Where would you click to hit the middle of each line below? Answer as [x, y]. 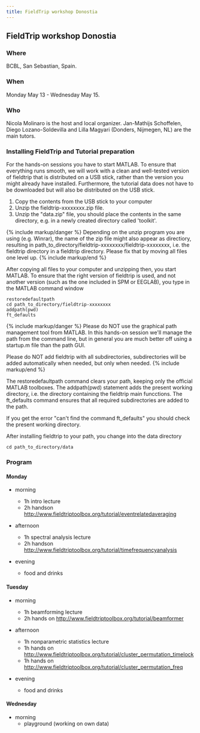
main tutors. [21, 136]
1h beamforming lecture [53, 612]
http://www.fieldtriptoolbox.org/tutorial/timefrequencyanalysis [100, 550]
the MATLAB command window [45, 289]
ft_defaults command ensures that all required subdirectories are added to [98, 400]
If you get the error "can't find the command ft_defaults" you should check [98, 418]
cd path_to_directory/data [40, 447]
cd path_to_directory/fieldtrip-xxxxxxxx [59, 305]
